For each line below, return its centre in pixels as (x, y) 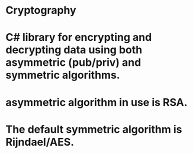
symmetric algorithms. (63, 75)
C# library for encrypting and (79, 38)
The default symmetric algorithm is (94, 129)
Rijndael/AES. (40, 142)
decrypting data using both (74, 50)
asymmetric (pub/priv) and (73, 62)
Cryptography (41, 10)
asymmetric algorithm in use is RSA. (96, 102)
